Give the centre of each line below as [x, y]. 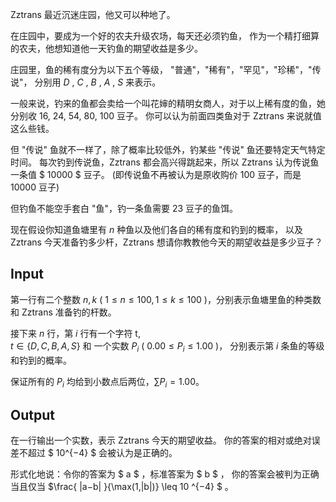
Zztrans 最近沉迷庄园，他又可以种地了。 [93, 14]
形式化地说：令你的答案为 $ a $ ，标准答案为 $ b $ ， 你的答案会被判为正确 [165, 474]
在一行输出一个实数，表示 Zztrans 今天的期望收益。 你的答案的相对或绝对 [161, 440]
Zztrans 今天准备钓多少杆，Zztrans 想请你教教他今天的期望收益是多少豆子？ [166, 242]
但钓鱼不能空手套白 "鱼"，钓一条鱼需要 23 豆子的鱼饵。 [124, 208]
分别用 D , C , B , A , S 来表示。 [98, 82]
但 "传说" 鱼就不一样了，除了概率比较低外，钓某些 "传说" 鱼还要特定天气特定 [168, 149]
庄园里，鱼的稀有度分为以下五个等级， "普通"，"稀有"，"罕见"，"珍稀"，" [161, 69]
